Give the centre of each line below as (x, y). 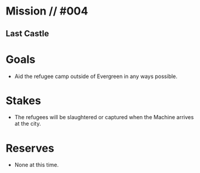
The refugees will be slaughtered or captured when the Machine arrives (104, 117)
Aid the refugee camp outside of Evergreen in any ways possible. (96, 76)
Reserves (30, 148)
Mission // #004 (47, 11)
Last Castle (27, 34)
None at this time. (36, 165)
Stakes (23, 100)
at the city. (28, 124)
